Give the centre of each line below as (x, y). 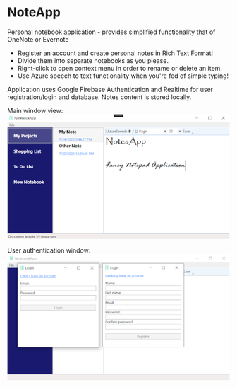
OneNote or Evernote (38, 39)
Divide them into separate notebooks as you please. (93, 60)
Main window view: (35, 110)
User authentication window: (49, 250)
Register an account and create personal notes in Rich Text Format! (115, 53)
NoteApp (34, 12)
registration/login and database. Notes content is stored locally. (99, 97)
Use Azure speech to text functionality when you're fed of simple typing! (123, 76)
